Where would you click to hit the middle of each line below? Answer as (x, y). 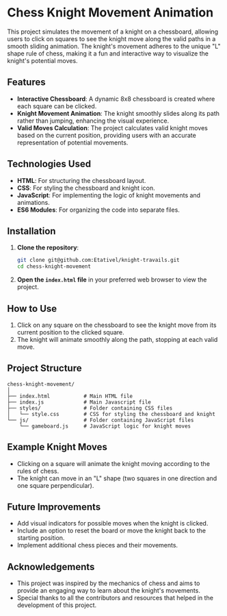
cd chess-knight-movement (54, 267)
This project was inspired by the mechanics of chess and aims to (108, 583)
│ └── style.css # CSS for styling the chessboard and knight (111, 414)
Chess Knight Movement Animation (110, 13)
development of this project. (57, 605)
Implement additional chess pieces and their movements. (97, 545)
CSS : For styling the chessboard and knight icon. (86, 188)
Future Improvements (54, 507)
